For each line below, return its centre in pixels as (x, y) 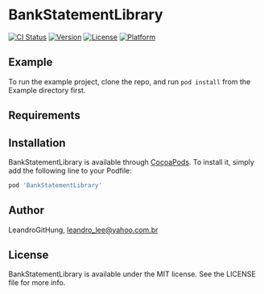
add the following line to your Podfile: (70, 170)
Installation (37, 143)
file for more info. (37, 283)
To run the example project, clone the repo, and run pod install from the (130, 81)
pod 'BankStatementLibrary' (56, 185)
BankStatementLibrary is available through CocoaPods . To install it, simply (132, 161)
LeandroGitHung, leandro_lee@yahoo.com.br (83, 230)
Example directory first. (47, 90)
